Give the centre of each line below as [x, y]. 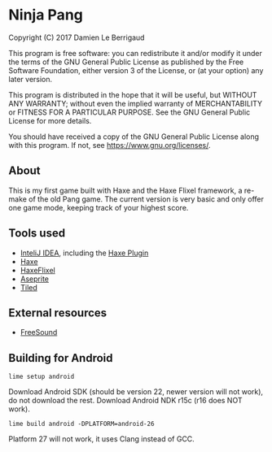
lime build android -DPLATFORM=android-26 [81, 424]
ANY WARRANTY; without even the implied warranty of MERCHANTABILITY [136, 103]
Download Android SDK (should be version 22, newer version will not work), [136, 392]
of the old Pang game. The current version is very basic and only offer [146, 199]
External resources [58, 313]
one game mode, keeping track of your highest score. [99, 207]
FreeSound [39, 332]
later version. [31, 79]
